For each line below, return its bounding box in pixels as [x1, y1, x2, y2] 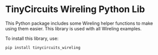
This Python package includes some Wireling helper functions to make [5, 20, 153, 26]
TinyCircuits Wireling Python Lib [5, 4, 145, 15]
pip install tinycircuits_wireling [5, 45, 81, 50]
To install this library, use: [5, 35, 59, 41]
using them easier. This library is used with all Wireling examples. [5, 25, 142, 31]
